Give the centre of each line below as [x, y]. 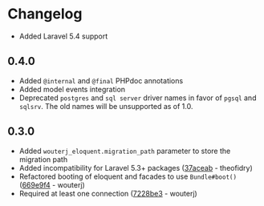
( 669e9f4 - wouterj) [52, 184]
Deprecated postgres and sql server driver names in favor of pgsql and [138, 98]
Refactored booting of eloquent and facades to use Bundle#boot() [128, 176]
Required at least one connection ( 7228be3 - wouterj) [108, 193]
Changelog [45, 14]
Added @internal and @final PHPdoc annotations [101, 80]
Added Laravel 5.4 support [63, 36]
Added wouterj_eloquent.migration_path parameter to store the [125, 151]
